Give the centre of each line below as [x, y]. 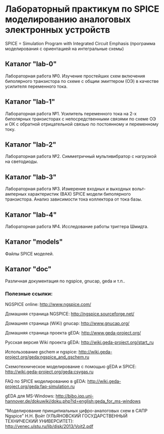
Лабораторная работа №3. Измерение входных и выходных [68, 189]
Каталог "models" [34, 242]
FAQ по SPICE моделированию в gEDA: [46, 381]
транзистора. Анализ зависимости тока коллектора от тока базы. [74, 199]
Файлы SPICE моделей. [29, 254]
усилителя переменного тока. [36, 86]
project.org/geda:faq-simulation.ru [40, 386]
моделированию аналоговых [68, 19]
